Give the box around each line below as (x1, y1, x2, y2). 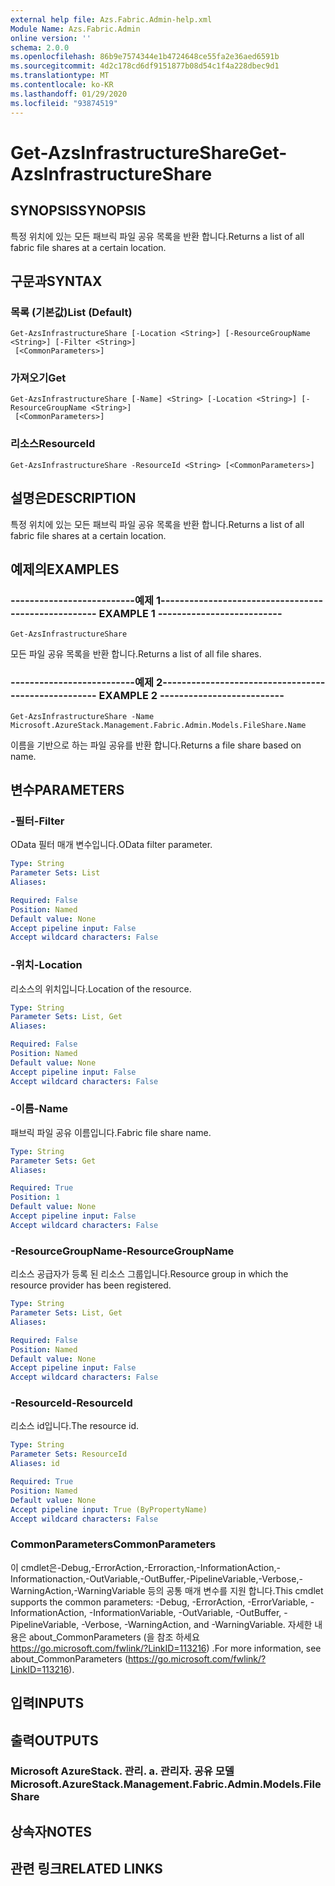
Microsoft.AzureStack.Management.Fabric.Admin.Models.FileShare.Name (10, 720, 307, 730)
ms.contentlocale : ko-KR (10, 80, 114, 90)
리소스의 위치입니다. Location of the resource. (10, 982, 192, 995)
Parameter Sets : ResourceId (10, 1449, 128, 1460)
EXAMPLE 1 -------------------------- (98, 606, 283, 620)
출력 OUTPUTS (10, 1732, 99, 1749)
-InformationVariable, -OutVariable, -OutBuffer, (88, 1606, 282, 1618)
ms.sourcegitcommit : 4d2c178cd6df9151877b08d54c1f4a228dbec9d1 (10, 61, 280, 71)
